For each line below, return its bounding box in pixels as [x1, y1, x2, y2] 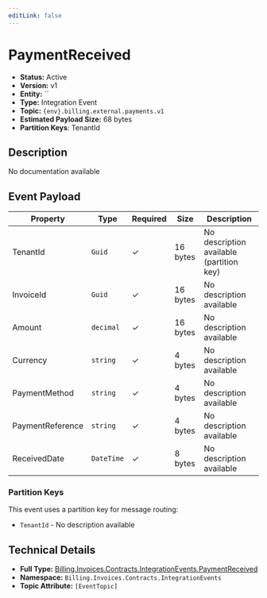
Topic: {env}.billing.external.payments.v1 [19, 106, 164, 115]
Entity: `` [19, 89, 49, 98]
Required [131, 214, 167, 225]
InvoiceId [12, 289, 47, 300]
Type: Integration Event [19, 97, 98, 107]
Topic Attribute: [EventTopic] [19, 581, 118, 591]
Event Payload [8, 190, 81, 203]
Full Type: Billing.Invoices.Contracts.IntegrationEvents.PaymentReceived [19, 565, 258, 574]
